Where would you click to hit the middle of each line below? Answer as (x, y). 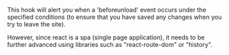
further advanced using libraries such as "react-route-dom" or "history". (110, 44)
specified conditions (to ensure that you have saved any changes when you (114, 17)
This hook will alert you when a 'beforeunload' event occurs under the (107, 10)
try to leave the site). (37, 24)
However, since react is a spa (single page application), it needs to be (106, 37)
